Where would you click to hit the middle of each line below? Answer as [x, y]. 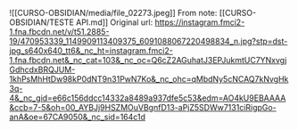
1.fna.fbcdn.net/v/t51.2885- [59, 32]
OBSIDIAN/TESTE [41, 22]
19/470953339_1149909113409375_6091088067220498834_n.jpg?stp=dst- [149, 41]
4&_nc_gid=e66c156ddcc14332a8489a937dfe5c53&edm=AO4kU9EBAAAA [148, 98]
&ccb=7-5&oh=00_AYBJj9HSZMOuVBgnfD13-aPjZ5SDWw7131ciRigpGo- [143, 107]
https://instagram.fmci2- [200, 22]
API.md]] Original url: [114, 22]
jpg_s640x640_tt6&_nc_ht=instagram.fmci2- [91, 51]
